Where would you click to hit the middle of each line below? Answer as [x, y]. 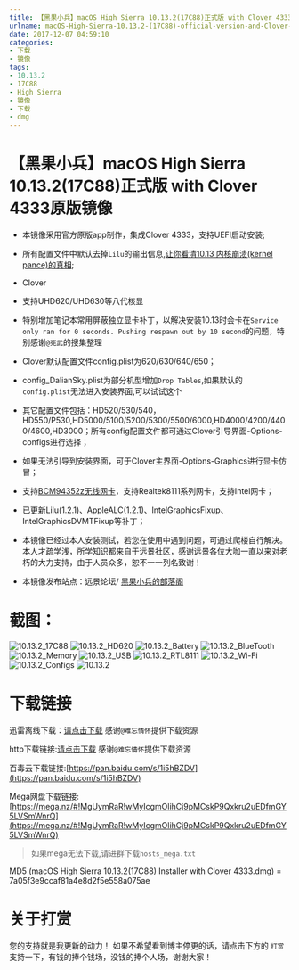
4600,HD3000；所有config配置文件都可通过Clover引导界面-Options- [156, 431]
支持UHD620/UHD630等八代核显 [83, 301]
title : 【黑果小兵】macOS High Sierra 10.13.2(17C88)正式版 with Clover [141, 17]
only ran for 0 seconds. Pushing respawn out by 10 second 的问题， [149, 332]
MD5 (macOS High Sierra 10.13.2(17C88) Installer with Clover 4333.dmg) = [145, 871]
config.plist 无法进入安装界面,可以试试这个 [102, 391]
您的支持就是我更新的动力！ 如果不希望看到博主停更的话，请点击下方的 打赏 [147, 945]
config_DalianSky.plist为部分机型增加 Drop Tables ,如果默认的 [132, 381]
